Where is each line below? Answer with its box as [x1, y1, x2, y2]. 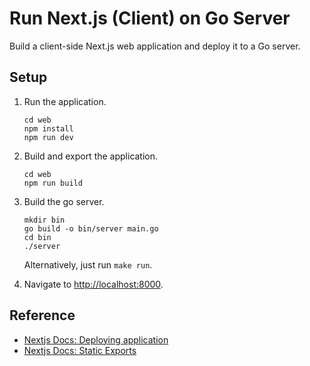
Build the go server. [23, 195, 105, 207]
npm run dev [23, 132, 74, 142]
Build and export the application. [23, 150, 159, 162]
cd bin [23, 232, 52, 242]
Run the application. [23, 95, 107, 107]
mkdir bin [23, 215, 66, 225]
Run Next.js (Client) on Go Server [9, 7, 291, 30]
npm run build [23, 178, 83, 188]
